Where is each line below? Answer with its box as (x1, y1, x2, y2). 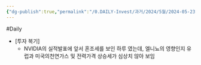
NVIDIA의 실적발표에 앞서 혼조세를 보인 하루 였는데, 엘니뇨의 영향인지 (23, 45, 185, 52)
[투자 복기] (14, 37, 40, 45)
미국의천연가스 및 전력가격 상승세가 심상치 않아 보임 (35, 52, 156, 60)
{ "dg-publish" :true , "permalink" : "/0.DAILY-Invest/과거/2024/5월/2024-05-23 (6, 8, 196, 15)
